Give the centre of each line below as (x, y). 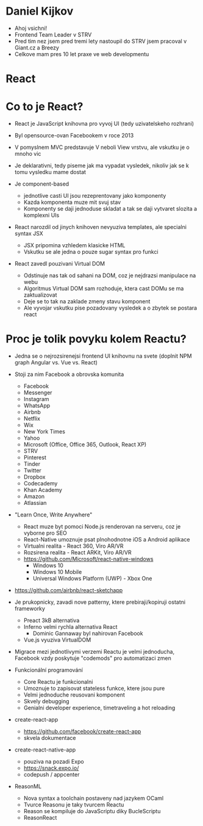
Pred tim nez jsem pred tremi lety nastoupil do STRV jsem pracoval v (101, 41)
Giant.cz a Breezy (37, 48)
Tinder (32, 464)
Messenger (38, 393)
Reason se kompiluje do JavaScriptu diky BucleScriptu (92, 811)
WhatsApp (37, 405)
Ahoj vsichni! (31, 28)
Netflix (32, 418)
